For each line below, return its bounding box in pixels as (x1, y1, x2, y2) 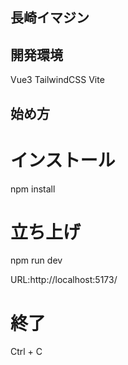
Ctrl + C (10, 346, 43, 358)
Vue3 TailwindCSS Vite (10, 74, 105, 86)
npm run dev (10, 254, 63, 267)
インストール (10, 149, 116, 172)
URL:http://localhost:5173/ (10, 274, 118, 286)
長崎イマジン (10, 9, 90, 27)
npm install (10, 183, 56, 195)
